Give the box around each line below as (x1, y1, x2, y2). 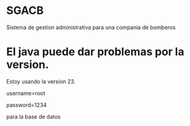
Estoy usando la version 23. (6, 78, 76, 85)
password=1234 (6, 101, 47, 108)
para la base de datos (6, 113, 61, 120)
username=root (6, 89, 46, 97)
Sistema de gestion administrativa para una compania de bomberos (6, 24, 176, 31)
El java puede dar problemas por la (6, 45, 185, 59)
